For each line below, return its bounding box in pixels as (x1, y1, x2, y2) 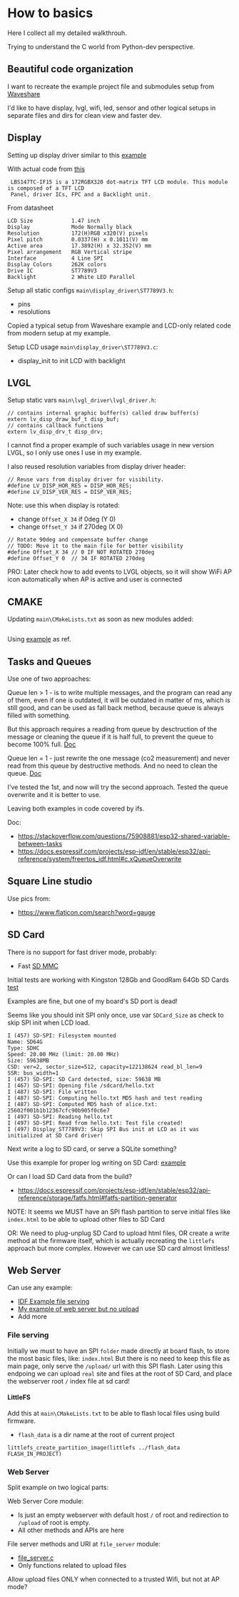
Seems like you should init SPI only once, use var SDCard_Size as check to (7, 1010, 224, 1019)
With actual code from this (7, 164, 86, 173)
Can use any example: (7, 1283, 73, 1292)
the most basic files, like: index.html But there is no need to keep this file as (7, 1354, 230, 1362)
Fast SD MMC (17, 961, 59, 970)
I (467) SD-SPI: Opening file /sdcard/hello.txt (7, 1082, 155, 1089)
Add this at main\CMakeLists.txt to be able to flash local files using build (7, 1409, 220, 1417)
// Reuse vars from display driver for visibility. (7, 476, 164, 483)
